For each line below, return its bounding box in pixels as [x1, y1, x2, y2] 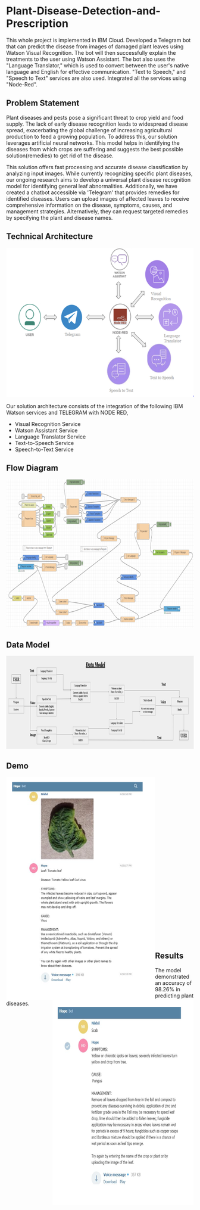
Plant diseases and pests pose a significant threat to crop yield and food [6, 114, 183, 121]
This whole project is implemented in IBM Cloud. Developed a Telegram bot [6, 36, 191, 43]
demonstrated [155, 973, 189, 980]
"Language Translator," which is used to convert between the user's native [6, 61, 189, 69]
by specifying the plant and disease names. [6, 214, 113, 221]
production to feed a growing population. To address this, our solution [6, 133, 177, 140]
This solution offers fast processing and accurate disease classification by [6, 163, 189, 170]
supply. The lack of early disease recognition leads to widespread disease [6, 120, 189, 127]
